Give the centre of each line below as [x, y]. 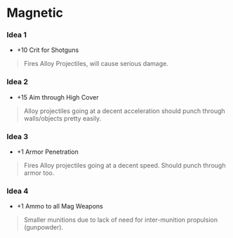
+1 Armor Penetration [47, 152]
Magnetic [35, 13]
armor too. [39, 173]
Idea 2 [18, 82]
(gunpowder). [44, 227]
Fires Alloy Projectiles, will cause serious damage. [96, 64]
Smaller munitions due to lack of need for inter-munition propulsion [121, 220]
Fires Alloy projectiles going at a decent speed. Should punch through [125, 166]
